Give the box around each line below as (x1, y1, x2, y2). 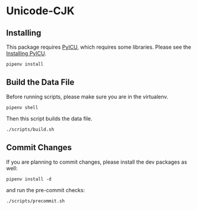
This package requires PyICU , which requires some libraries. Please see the (6, 43, 192, 50)
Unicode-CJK (6, 4, 75, 18)
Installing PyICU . (6, 50, 46, 57)
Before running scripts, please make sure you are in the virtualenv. (6, 93, 169, 100)
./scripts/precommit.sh (6, 198, 65, 204)
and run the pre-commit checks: (6, 186, 85, 193)
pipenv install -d (6, 176, 52, 182)
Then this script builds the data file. (6, 114, 93, 122)
